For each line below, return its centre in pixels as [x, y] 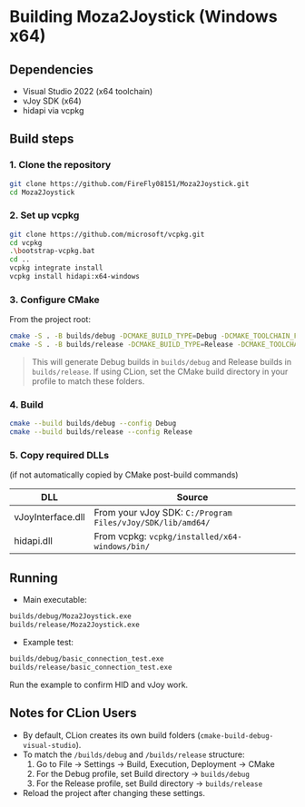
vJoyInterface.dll [49, 517]
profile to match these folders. [88, 381]
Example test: [48, 642]
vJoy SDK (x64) [52, 101]
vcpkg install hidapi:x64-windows [75, 277]
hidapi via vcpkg [53, 110]
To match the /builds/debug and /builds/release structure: [133, 754]
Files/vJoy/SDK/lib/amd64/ [152, 523]
